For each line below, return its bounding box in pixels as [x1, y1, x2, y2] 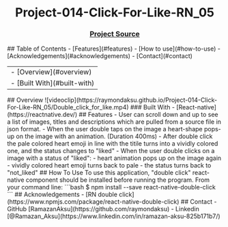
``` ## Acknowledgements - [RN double [7, 190, 118, 199]
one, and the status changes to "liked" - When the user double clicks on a [7, 147, 215, 155]
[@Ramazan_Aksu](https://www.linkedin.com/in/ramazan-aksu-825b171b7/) [7, 212, 220, 220]
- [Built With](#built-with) [10, 79, 95, 88]
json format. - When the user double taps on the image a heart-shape [7, 125, 203, 133]
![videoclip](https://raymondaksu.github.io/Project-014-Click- [44, 96, 217, 104]
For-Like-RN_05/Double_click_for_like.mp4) [7, 103, 129, 111]
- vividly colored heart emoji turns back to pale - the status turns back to [7, 161, 212, 170]
